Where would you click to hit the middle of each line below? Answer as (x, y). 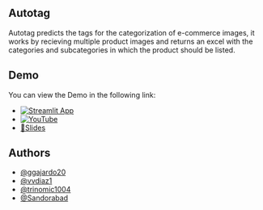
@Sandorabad (44, 198)
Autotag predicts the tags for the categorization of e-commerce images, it (131, 32)
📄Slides (33, 128)
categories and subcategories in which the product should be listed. (122, 50)
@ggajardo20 (43, 172)
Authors (30, 153)
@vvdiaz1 (36, 181)
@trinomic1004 (45, 190)
